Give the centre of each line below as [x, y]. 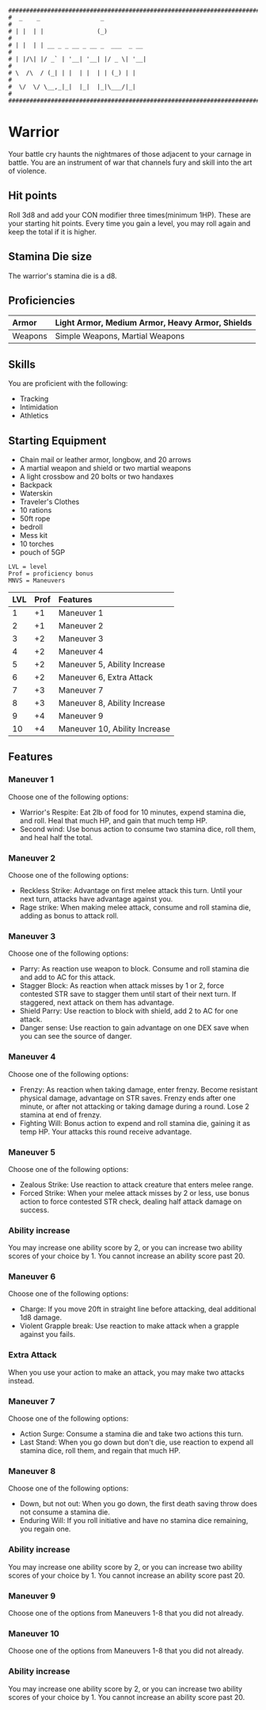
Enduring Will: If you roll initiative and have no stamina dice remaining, [134, 1521]
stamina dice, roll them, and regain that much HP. [100, 1451]
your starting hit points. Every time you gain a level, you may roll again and [129, 223]
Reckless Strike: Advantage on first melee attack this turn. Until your [131, 890]
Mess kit [33, 535]
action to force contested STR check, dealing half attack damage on [131, 1201]
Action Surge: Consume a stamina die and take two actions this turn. [131, 1434]
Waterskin [36, 493]
